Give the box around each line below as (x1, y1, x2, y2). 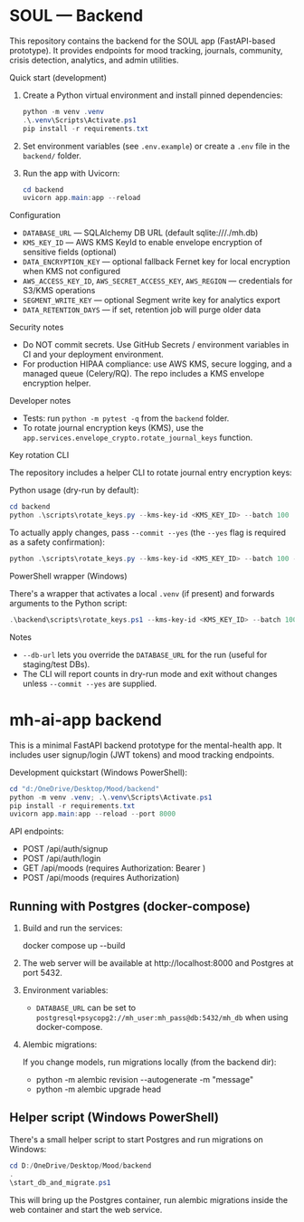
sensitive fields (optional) (22, 246, 118, 258)
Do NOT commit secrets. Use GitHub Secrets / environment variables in (22, 339, 290, 350)
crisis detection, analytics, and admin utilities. (9, 54, 179, 65)
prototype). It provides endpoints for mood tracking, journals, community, (9, 44, 283, 55)
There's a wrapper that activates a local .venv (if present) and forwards (9, 587, 275, 598)
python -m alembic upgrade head (35, 1084, 161, 1095)
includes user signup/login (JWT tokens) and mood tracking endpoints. (9, 749, 275, 760)
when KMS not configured (22, 266, 120, 277)
